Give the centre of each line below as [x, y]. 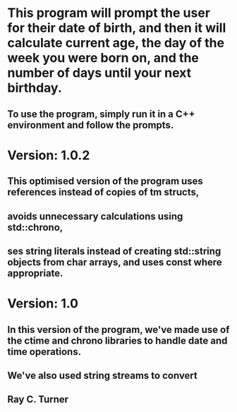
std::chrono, [35, 227]
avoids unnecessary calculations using [95, 216]
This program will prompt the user [109, 13]
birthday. [35, 88]
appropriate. [35, 273]
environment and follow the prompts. [91, 125]
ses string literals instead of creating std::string [114, 251]
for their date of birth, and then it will [117, 28]
